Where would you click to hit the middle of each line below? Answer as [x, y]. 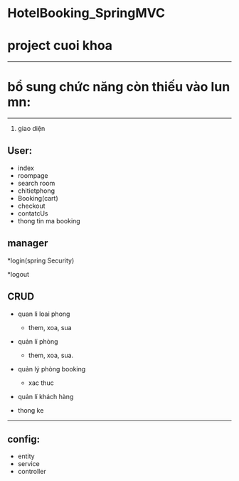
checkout [31, 206]
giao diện [31, 129]
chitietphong [36, 191]
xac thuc [41, 383]
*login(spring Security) [41, 260]
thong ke [31, 410]
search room [36, 183]
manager [28, 243]
